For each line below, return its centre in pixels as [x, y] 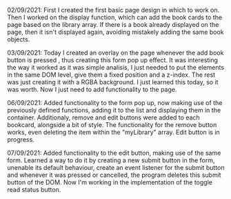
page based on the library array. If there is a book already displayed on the [113, 25]
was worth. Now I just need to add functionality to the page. [92, 89]
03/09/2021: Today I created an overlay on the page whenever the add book [115, 53]
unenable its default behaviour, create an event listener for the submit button [116, 168]
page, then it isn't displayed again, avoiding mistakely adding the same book [115, 32]
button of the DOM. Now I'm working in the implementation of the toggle [110, 182]
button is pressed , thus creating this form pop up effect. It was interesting [113, 60]
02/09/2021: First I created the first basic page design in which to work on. [113, 10]
